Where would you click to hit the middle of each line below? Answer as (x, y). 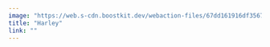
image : (19, 16)
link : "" (23, 30)
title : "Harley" (35, 23)
